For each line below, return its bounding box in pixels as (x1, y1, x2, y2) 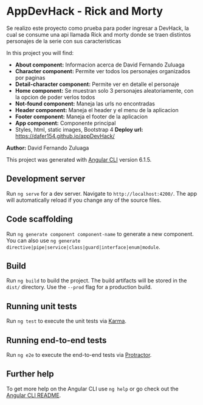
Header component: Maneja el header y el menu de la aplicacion (15, 106, 179, 113)
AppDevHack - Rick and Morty (6, 4, 163, 18)
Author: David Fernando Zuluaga (6, 144, 89, 151)
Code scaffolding (6, 214, 73, 224)
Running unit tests (6, 301, 77, 312)
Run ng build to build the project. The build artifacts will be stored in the (6, 277, 187, 284)
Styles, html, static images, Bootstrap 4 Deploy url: (15, 126, 143, 133)
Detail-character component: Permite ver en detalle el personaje (15, 81, 179, 88)
